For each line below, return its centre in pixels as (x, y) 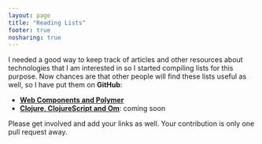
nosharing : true (35, 37)
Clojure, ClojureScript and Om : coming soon (92, 109)
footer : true (30, 30)
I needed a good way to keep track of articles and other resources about (125, 60)
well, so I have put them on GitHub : (65, 85)
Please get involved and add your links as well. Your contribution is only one (131, 124)
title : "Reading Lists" (47, 23)
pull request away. (38, 132)
